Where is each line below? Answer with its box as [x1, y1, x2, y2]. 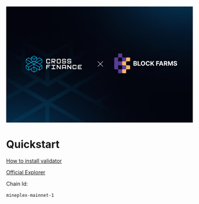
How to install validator [6, 157, 62, 164]
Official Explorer [6, 169, 46, 176]
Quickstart [6, 138, 60, 151]
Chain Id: [6, 180, 28, 187]
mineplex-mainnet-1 [6, 192, 54, 198]
